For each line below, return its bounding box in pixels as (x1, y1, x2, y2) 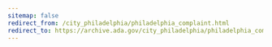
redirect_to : (7, 26, 52, 34)
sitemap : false (7, 11, 59, 20)
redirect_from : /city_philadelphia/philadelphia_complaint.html (7, 19, 230, 27)
